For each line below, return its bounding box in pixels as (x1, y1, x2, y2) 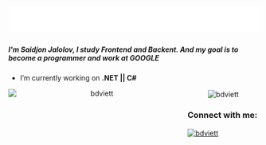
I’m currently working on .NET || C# (19, 73, 137, 83)
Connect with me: (187, 109, 258, 120)
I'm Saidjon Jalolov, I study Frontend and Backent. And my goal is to (8, 45, 239, 54)
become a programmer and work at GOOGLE (8, 53, 159, 62)
